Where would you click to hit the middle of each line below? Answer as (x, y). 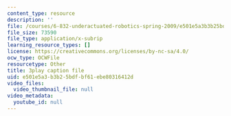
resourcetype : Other (37, 64)
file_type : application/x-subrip (55, 39)
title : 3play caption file (46, 70)
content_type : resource (41, 13)
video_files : (26, 83)
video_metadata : (30, 96)
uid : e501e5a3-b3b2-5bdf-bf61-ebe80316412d (70, 77)
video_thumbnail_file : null (54, 89)
